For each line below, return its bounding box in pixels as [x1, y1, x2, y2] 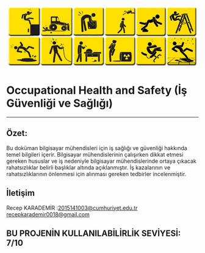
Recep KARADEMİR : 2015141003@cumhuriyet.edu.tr [6, 204, 138, 212]
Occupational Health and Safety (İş [6, 84, 187, 98]
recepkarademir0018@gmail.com [6, 210, 90, 218]
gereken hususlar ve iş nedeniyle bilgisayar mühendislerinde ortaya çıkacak [6, 157, 196, 165]
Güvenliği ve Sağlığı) [6, 96, 113, 110]
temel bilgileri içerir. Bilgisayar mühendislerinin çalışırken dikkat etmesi [6, 151, 184, 158]
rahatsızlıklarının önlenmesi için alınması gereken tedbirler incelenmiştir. [6, 170, 187, 177]
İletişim [6, 188, 35, 198]
